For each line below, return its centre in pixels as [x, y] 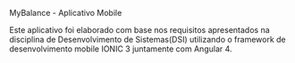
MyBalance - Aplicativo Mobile [66, 13]
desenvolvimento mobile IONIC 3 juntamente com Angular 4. [121, 49]
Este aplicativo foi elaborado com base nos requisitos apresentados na [139, 30]
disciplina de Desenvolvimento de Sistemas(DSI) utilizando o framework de [147, 39]
